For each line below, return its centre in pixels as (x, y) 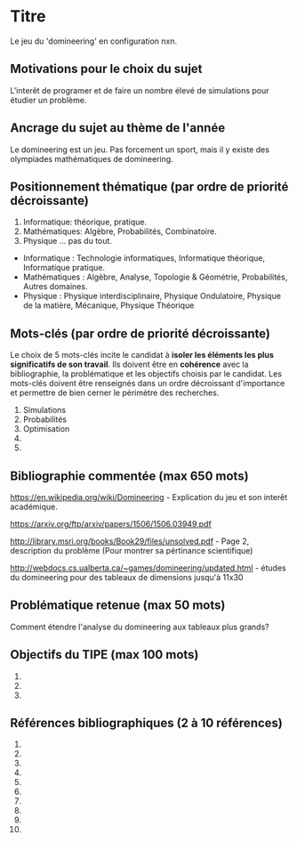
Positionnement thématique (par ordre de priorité (149, 186)
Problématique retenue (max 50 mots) (118, 606)
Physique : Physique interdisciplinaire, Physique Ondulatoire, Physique (152, 296)
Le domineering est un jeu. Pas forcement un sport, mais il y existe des (140, 150)
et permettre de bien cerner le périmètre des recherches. (115, 393)
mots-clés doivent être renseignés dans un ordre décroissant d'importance (148, 384)
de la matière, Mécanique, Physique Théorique (108, 305)
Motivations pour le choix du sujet (106, 69)
